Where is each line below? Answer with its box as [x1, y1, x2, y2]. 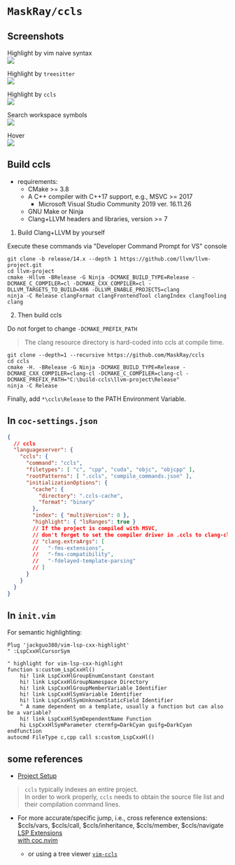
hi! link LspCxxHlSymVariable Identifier [20, 691, 142, 698]
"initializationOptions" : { [25, 479, 108, 486]
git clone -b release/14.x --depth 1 [7, 255, 117, 263]
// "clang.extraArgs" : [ [32, 538, 105, 545]
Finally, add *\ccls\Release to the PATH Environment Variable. [7, 395, 187, 403]
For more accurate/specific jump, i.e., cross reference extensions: [17, 814, 208, 822]
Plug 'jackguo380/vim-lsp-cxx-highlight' [7, 642, 130, 649]
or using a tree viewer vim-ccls [27, 850, 117, 858]
